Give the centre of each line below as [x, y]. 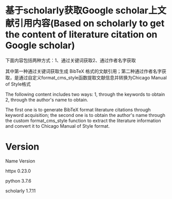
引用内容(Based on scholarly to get [90, 23]
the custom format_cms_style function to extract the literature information [83, 121]
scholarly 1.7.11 [21, 191]
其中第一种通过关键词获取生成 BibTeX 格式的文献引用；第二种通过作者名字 [84, 71]
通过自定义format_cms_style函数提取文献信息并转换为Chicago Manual [93, 77]
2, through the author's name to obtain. [47, 99]
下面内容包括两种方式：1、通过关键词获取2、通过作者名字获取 [71, 60]
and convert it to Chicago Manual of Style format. [58, 126]
